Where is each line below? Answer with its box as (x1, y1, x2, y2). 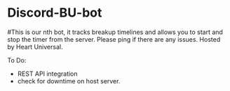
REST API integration (17, 69, 79, 78)
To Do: (7, 56, 27, 64)
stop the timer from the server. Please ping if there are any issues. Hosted (7, 35, 221, 43)
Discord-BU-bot (7, 5, 102, 21)
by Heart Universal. (7, 42, 63, 51)
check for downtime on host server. (17, 76, 121, 85)
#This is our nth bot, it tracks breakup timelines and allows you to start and (7, 28, 223, 36)
